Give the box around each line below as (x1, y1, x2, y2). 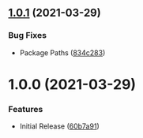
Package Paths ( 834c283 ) (19, 47, 106, 58)
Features (8, 103, 43, 114)
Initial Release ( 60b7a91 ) (19, 121, 100, 131)
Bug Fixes (8, 30, 47, 41)
